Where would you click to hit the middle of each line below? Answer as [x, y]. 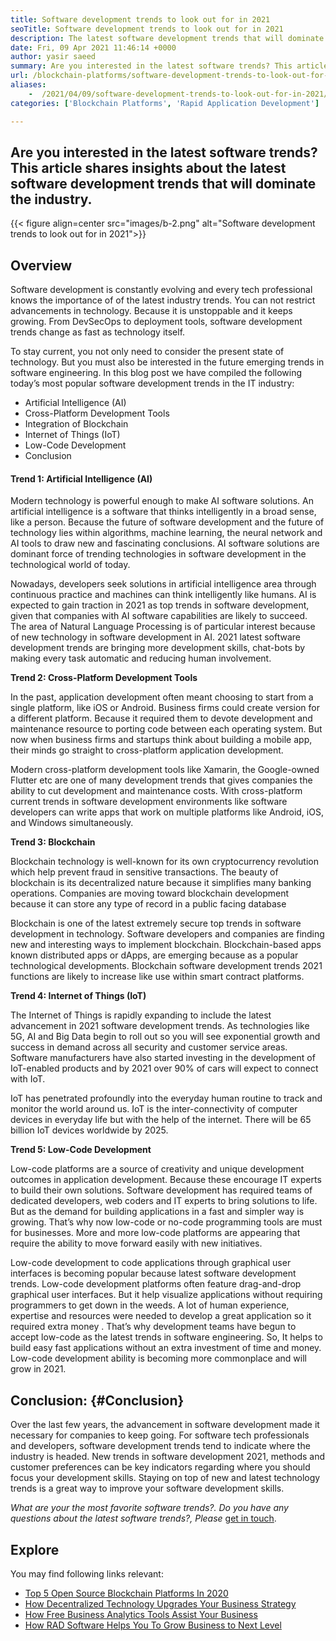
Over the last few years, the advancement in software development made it [165, 1425]
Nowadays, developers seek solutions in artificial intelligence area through [163, 584]
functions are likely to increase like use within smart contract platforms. [157, 977]
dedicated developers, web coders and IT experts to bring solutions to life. [164, 1201]
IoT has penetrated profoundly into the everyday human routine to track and [166, 1098]
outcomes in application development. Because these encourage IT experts [166, 1180]
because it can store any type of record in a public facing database [148, 904]
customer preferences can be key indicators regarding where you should [160, 1467]
